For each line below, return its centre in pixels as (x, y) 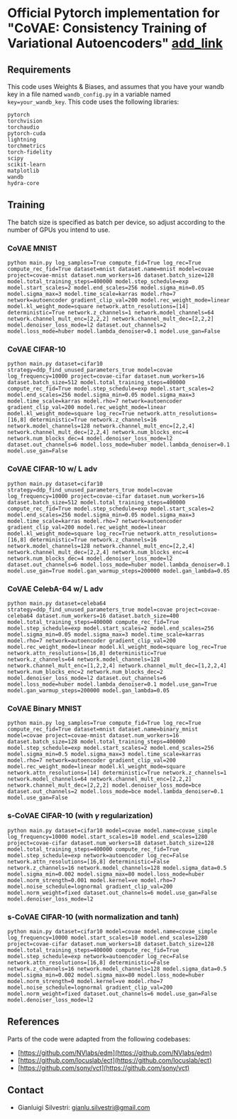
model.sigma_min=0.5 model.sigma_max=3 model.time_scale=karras (104, 754)
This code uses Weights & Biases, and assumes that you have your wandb (116, 86)
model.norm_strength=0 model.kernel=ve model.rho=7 (85, 981)
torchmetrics (27, 146)
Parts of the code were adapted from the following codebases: (99, 1039)
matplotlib (23, 171)
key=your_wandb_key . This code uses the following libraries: (93, 102)
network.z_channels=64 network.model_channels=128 (84, 659)
